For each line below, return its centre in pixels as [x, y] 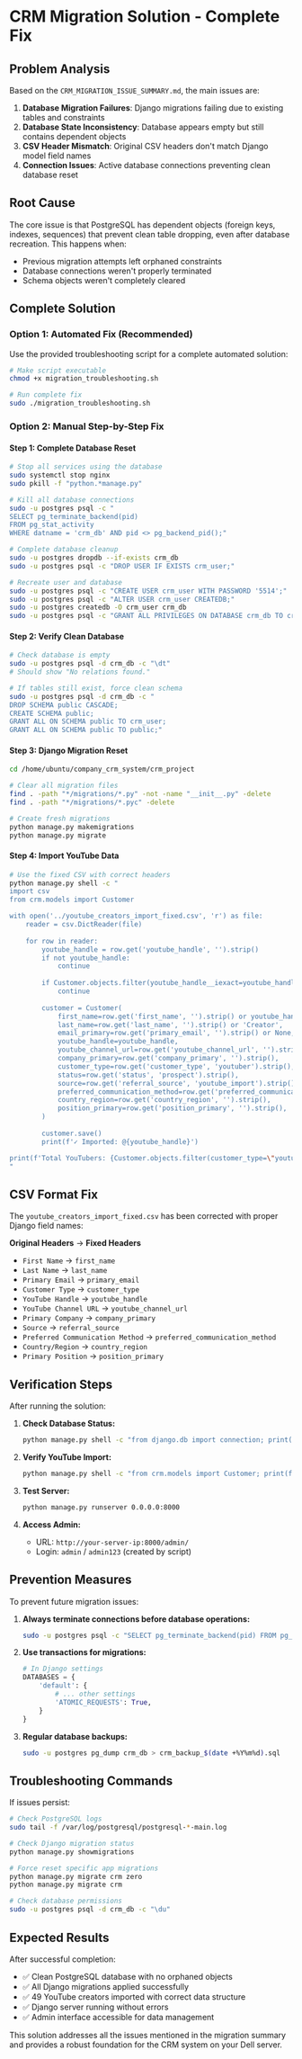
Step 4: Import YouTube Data [64, 855]
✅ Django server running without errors [95, 2007]
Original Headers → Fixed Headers [75, 1243]
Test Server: [46, 1491]
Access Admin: [51, 1524]
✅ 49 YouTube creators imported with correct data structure [134, 1996]
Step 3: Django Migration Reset [69, 750]
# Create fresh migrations [60, 819]
